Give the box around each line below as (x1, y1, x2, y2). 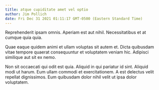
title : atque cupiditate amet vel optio (5, 7, 89, 12)
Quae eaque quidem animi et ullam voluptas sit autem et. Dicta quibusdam (5, 44, 155, 50)
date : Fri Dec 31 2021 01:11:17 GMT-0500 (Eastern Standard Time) (5, 16, 143, 21)
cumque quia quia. (5, 35, 42, 40)
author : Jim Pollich (5, 12, 47, 17)
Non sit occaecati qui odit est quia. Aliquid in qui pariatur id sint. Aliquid (5, 64, 149, 70)
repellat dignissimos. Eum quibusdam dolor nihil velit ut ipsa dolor (5, 74, 137, 80)
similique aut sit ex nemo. (5, 54, 56, 60)
